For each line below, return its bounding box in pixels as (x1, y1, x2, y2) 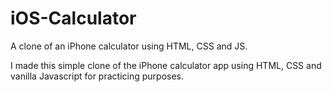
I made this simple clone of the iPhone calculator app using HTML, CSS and (10, 59, 322, 71)
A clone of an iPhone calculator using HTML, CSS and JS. (10, 40, 248, 52)
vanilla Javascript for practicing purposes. (10, 70, 184, 82)
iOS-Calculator (10, 7, 137, 30)
